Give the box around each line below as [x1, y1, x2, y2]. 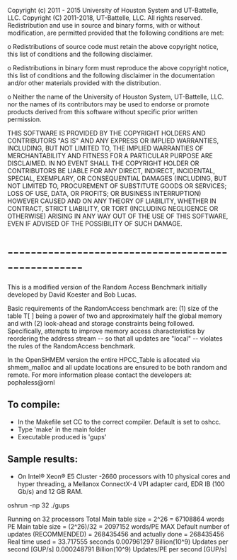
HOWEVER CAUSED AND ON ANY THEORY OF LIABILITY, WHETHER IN [7, 197, 217, 205]
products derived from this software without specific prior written [7, 108, 198, 116]
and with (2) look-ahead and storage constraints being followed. [7, 319, 195, 327]
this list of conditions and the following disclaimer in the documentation [7, 71, 215, 79]
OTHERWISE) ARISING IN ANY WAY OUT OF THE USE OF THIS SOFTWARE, [7, 212, 229, 220]
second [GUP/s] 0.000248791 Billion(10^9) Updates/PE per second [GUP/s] [7, 544, 228, 553]
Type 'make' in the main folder [17, 425, 107, 434]
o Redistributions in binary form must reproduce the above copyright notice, [7, 64, 229, 72]
